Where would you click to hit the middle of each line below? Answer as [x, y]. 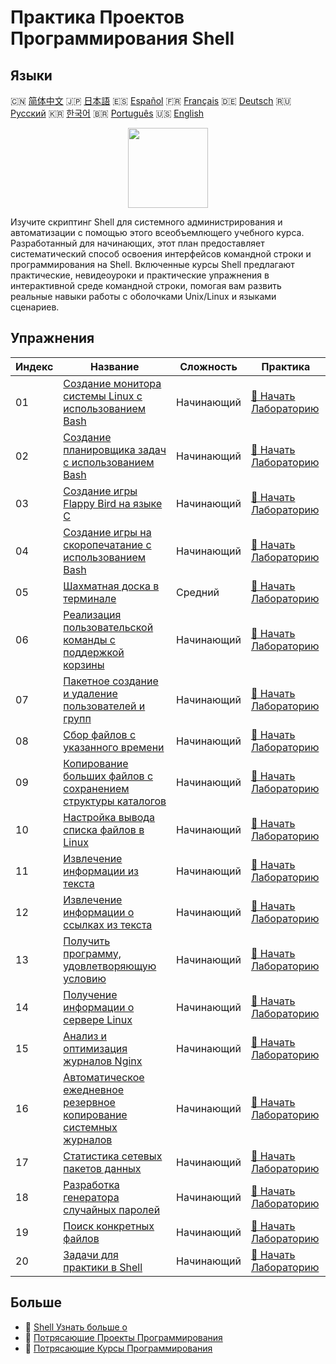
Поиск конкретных [109, 1226]
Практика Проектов [97, 17]
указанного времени [114, 747]
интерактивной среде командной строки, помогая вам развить [146, 285]
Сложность [208, 366]
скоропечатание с [107, 544]
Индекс [34, 366]
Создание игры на [107, 532]
